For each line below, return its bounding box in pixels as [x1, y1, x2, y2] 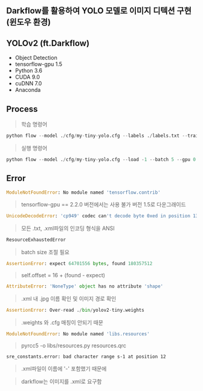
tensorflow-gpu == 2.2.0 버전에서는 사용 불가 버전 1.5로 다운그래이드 [21, 201, 186, 208]
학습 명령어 [21, 120, 48, 128]
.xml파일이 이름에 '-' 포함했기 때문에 [21, 365, 107, 372]
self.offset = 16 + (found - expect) [21, 272, 106, 279]
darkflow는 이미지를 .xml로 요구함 [21, 378, 102, 385]
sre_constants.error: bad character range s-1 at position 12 [6, 353, 166, 360]
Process [6, 103, 38, 114]
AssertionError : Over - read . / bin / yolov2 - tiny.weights [6, 307, 145, 313]
